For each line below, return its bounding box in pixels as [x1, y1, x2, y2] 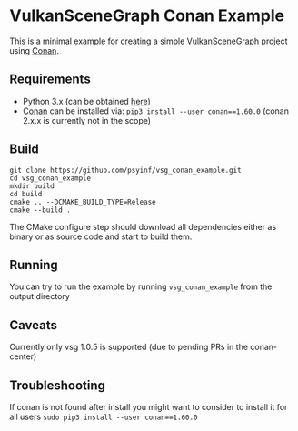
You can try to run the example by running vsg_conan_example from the [9, 281, 273, 292]
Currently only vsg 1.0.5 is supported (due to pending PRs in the [9, 342, 248, 353]
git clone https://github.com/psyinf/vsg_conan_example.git [9, 165, 243, 175]
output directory [9, 291, 70, 302]
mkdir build [9, 181, 55, 191]
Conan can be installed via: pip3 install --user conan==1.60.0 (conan [22, 105, 289, 116]
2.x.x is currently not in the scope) [22, 115, 152, 125]
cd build [9, 189, 43, 198]
